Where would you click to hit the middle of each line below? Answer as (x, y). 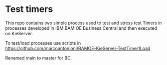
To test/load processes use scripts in (43, 43)
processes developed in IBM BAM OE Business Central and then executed (81, 28)
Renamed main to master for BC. (39, 58)
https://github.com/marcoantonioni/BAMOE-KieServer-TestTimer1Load (78, 48)
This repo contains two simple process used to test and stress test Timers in (83, 23)
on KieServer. (19, 33)
